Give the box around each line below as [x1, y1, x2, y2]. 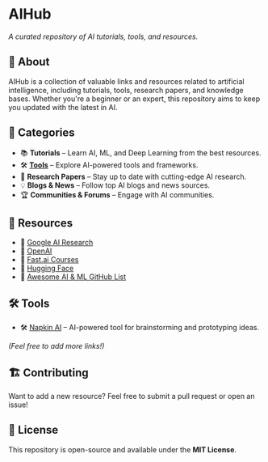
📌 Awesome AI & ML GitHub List [19, 272, 127, 282]
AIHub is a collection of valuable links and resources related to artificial [8, 76, 245, 86]
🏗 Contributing [8, 366, 89, 379]
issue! [8, 400, 28, 409]
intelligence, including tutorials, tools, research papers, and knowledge [8, 85, 244, 95]
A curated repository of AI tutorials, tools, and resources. [8, 32, 199, 41]
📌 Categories [8, 126, 75, 140]
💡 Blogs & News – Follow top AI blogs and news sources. [19, 180, 211, 190]
